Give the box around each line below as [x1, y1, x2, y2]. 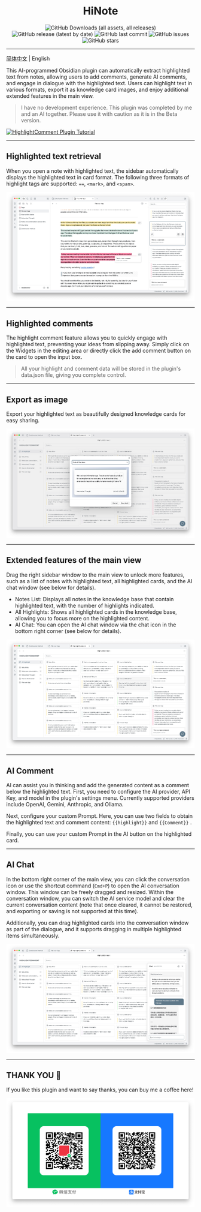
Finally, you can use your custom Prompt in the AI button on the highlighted [6, 830, 192, 838]
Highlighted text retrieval [6, 151, 102, 161]
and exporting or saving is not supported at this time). [6, 907, 139, 914]
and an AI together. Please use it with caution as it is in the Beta [20, 110, 178, 118]
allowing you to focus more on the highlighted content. [14, 614, 150, 622]
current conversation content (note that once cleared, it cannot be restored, [6, 901, 193, 908]
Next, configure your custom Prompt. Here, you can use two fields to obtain [6, 812, 193, 820]
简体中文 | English [6, 55, 50, 62]
